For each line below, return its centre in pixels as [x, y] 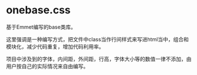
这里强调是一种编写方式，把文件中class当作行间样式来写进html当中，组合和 [98, 39]
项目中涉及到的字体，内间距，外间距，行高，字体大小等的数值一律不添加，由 [99, 59]
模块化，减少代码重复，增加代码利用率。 [55, 47]
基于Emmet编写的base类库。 [41, 27]
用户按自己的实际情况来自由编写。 [47, 66]
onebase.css [39, 10]
